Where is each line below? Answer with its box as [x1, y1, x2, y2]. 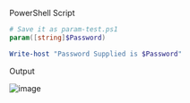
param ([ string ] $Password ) [9, 33, 106, 42]
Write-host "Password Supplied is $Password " [9, 49, 182, 58]
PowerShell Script [9, 8, 75, 18]
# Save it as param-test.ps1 [9, 25, 118, 34]
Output [9, 65, 35, 76]
